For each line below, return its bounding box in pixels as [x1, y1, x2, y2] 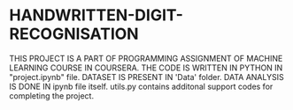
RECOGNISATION [9, 24, 139, 44]
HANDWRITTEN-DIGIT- [9, 5, 184, 26]
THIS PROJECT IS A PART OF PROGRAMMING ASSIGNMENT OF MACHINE [9, 53, 283, 63]
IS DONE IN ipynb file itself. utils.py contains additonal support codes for [9, 81, 274, 92]
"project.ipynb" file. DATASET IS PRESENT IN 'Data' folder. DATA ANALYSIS [9, 71, 285, 82]
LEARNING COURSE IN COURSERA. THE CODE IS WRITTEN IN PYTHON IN [9, 62, 283, 73]
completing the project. [9, 90, 95, 101]
